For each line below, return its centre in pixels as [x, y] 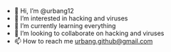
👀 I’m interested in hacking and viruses [71, 18]
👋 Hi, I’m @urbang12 [44, 11]
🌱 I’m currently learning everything [65, 26]
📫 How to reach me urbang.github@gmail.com [83, 41]
